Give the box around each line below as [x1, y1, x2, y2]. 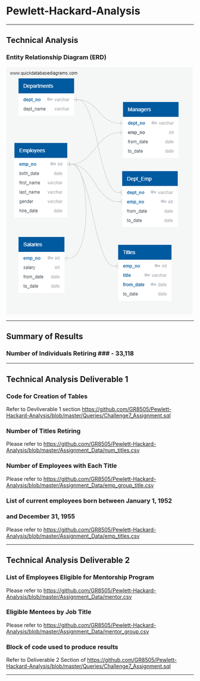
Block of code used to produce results [6, 643, 118, 651]
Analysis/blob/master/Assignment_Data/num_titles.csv [6, 446, 140, 454]
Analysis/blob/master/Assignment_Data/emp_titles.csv [6, 532, 140, 540]
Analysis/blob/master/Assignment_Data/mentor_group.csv [6, 628, 149, 635]
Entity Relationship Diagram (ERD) [6, 53, 107, 61]
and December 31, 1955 [6, 512, 76, 520]
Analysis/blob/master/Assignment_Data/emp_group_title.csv [6, 482, 154, 489]
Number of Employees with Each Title [6, 461, 117, 470]
